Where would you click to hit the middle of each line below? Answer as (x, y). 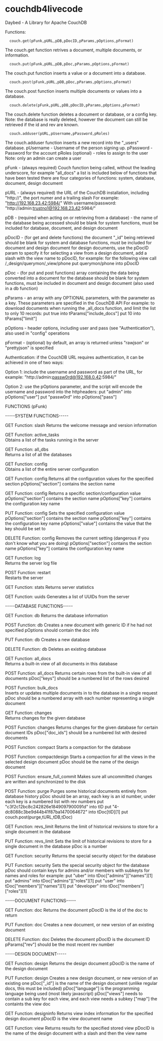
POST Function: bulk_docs (32, 688)
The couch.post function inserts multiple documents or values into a (73, 91)
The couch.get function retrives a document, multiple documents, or (73, 50)
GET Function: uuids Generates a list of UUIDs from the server (67, 597)
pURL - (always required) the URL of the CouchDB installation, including (77, 192)
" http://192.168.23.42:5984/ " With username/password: (61, 203)
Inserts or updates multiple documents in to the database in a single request (81, 693)
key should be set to (25, 528)
